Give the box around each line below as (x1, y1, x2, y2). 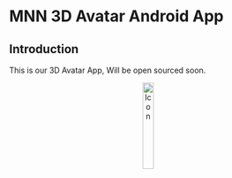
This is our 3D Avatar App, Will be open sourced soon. (9, 65, 206, 75)
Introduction (9, 42, 79, 57)
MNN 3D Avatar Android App (9, 6, 224, 27)
